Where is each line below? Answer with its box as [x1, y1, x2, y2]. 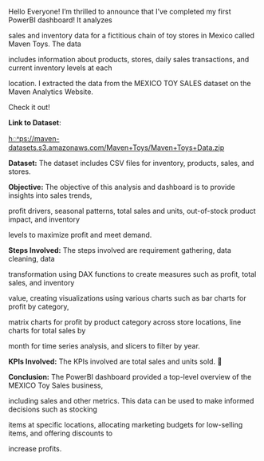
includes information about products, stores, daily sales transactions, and [8, 55, 250, 64]
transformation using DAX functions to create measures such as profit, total [8, 270, 257, 278]
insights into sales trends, [8, 191, 93, 200]
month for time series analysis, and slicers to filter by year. [8, 341, 201, 350]
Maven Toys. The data [8, 39, 81, 49]
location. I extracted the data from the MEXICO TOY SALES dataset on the [8, 79, 251, 88]
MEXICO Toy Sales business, [8, 380, 104, 390]
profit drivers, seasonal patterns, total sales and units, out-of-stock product [8, 207, 257, 215]
